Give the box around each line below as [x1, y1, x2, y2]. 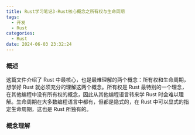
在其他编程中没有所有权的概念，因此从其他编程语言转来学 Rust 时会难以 [6, 91, 179, 98]
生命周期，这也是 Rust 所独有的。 [11, 106, 92, 113]
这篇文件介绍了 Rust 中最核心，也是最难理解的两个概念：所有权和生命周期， [6, 76, 189, 83]
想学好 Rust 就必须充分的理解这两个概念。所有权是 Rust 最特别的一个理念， [6, 83, 187, 91]
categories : [6, 31, 35, 36]
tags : [6, 14, 19, 20]
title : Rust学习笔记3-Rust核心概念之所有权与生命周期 [6, 8, 125, 15]
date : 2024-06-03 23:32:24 [6, 42, 72, 48]
